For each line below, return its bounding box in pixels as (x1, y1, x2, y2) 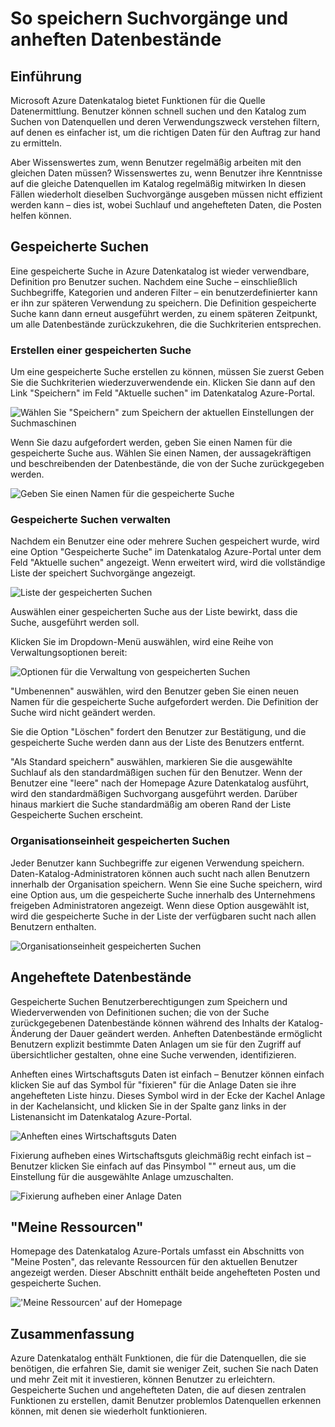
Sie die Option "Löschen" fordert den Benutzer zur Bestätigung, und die (10, 726, 307, 738)
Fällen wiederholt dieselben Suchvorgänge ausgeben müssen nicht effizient (10, 188, 323, 200)
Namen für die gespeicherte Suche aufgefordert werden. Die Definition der (10, 696, 319, 708)
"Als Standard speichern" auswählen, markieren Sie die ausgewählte (10, 756, 293, 768)
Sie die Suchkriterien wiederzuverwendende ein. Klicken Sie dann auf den (10, 377, 316, 389)
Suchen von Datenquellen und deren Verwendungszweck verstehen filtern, (10, 116, 320, 127)
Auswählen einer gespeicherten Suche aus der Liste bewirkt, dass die (10, 606, 298, 618)
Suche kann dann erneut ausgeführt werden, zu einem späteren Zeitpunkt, (10, 307, 318, 319)
